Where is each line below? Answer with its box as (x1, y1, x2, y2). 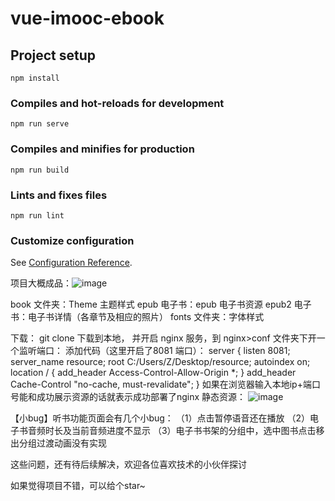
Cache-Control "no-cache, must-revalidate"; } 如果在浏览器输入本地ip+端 (10, 378, 312, 391)
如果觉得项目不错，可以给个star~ (10, 480, 146, 492)
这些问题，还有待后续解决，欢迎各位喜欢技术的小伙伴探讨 (10, 458, 247, 471)
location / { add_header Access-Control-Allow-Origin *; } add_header (10, 367, 297, 379)
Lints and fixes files (10, 188, 108, 202)
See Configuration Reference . (10, 257, 133, 269)
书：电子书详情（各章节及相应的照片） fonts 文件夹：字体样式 (10, 311, 265, 323)
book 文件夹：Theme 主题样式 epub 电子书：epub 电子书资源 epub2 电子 (10, 298, 312, 311)
